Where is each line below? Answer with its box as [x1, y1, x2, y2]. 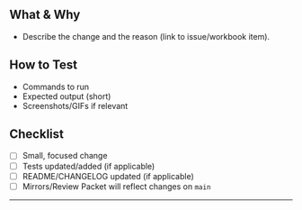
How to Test [9, 58, 78, 73]
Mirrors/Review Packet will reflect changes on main [22, 180, 211, 192]
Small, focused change [22, 151, 108, 161]
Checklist [9, 126, 65, 142]
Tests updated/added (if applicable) [22, 160, 155, 171]
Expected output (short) [22, 90, 111, 102]
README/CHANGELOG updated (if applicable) [22, 170, 195, 181]
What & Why [9, 7, 81, 23]
